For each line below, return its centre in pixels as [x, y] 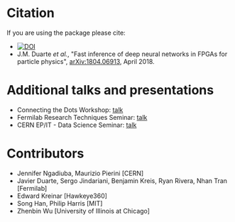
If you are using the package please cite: [66, 33]
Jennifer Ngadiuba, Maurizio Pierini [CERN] [80, 173]
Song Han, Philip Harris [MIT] [60, 203]
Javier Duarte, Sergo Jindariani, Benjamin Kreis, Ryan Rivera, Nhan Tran [122, 181]
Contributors [45, 154]
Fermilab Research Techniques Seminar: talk [82, 117]
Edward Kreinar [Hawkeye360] [62, 196]
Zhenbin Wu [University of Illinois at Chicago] [83, 211]
